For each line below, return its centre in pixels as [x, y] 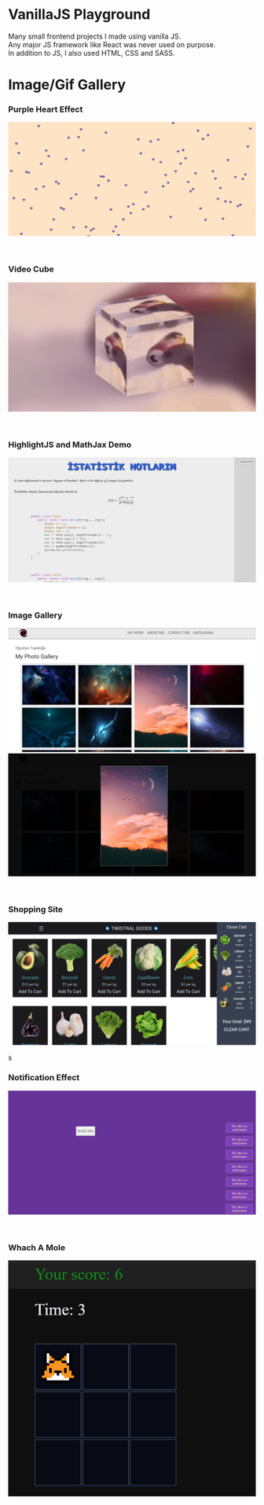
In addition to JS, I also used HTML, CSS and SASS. [92, 53]
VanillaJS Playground [79, 15]
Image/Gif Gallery [67, 85]
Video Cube [31, 269]
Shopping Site [36, 909]
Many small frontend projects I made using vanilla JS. [95, 36]
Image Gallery [35, 615]
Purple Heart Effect [46, 109]
